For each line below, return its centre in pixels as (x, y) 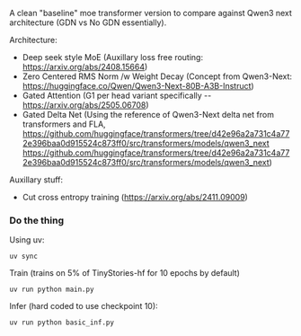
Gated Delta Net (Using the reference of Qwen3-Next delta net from (148, 115)
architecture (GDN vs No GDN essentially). (88, 22)
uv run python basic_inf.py (62, 323)
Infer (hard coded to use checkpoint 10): (84, 306)
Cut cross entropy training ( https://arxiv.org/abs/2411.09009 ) (135, 197)
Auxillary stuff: (36, 180)
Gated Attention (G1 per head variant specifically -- (117, 95)
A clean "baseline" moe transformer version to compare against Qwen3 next (150, 13)
